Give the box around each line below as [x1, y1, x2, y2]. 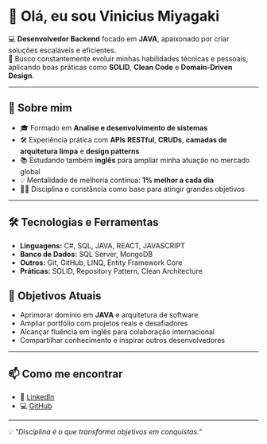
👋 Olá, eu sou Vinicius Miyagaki [8, 7, 220, 25]
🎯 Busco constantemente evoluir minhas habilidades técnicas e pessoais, [8, 53, 249, 63]
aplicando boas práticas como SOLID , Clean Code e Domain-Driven [8, 62, 233, 72]
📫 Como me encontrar [8, 367, 123, 380]
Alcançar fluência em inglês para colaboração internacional [19, 327, 215, 337]
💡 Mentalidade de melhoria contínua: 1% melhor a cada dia [19, 175, 215, 185]
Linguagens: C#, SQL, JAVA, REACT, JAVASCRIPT [19, 240, 185, 250]
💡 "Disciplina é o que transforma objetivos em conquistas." [8, 427, 203, 437]
